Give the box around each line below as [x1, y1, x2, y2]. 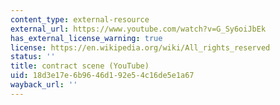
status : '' [10, 52, 56, 62]
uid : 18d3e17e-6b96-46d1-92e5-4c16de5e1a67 [10, 71, 195, 81]
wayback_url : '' [10, 80, 78, 90]
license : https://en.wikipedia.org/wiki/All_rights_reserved [10, 42, 271, 53]
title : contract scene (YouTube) [10, 61, 150, 71]
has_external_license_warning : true [10, 33, 163, 43]
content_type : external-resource [10, 14, 150, 25]
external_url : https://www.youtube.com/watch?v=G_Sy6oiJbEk [10, 24, 267, 34]
